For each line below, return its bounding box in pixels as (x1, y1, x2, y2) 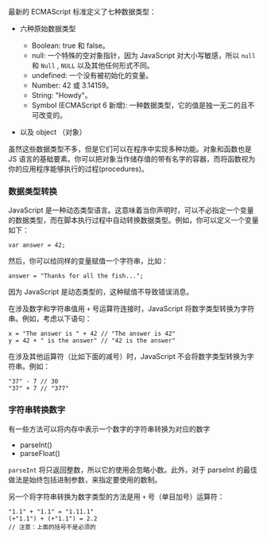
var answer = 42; (8, 241, 66, 249)
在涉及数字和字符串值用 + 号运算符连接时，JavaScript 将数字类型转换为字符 (8, 304, 255, 314)
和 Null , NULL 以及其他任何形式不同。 (31, 60, 154, 70)
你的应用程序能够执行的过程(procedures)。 (8, 164, 149, 173)
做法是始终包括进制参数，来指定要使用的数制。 (8, 474, 161, 484)
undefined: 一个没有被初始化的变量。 (31, 71, 153, 80)
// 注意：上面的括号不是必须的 (8, 523, 97, 531)
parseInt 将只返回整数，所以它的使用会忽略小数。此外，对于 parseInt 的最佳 (8, 465, 258, 474)
